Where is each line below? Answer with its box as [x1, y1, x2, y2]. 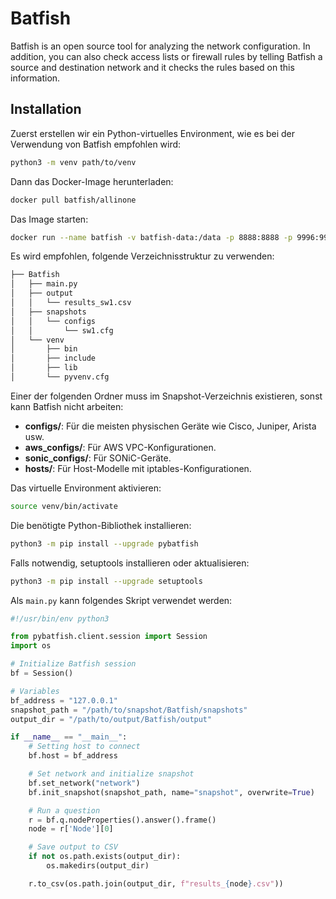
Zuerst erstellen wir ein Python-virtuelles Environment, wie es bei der [10, 127, 296, 139]
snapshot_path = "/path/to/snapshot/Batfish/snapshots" [10, 705, 248, 715]
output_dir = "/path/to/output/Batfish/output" [10, 714, 213, 724]
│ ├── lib [10, 363, 78, 373]
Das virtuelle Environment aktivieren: [10, 482, 162, 494]
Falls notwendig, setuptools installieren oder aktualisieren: [10, 557, 250, 569]
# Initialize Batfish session [10, 659, 137, 669]
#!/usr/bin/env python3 [10, 613, 110, 624]
